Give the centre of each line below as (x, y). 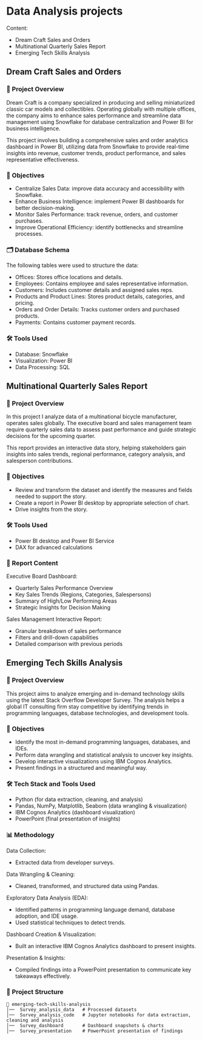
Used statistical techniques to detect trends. (70, 922)
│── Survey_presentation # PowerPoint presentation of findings (95, 1031)
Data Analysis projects (65, 11)
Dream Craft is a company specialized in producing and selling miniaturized (101, 102)
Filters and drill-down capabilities (57, 637)
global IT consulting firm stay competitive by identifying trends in (87, 706)
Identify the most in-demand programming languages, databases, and (103, 742)
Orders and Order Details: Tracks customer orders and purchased (97, 310)
